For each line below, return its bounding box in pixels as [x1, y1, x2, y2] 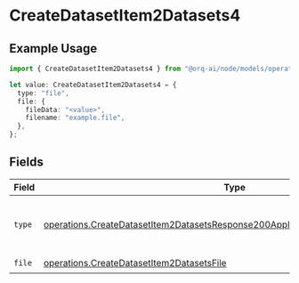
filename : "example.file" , [25, 113, 125, 123]
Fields [9, 155, 44, 170]
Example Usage [9, 41, 98, 56]
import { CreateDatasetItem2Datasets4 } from [9, 64, 181, 73]
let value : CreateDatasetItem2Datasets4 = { [9, 80, 177, 89]
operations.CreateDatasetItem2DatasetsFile [43, 257, 227, 270]
